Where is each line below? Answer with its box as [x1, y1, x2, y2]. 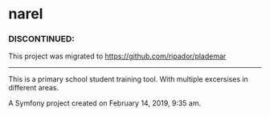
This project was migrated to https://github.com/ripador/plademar [8, 51, 227, 61]
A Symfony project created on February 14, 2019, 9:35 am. [8, 98, 202, 108]
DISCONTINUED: [8, 34, 75, 45]
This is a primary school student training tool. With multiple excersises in [8, 74, 249, 84]
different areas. [8, 83, 59, 93]
